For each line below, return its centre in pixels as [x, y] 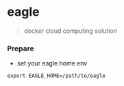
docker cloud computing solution [71, 31]
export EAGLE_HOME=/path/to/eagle [57, 76]
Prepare [21, 48]
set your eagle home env [52, 63]
